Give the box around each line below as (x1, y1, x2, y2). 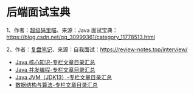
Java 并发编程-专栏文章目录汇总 (15, 66, 95, 73)
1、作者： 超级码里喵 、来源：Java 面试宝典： (6, 27, 118, 34)
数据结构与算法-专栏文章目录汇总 (15, 81, 99, 88)
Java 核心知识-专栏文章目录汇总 (15, 58, 95, 66)
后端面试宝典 (6, 5, 71, 19)
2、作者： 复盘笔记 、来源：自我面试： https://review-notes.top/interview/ (6, 46, 188, 53)
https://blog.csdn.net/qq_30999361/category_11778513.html (6, 33, 155, 40)
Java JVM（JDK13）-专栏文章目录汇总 (15, 74, 113, 81)
